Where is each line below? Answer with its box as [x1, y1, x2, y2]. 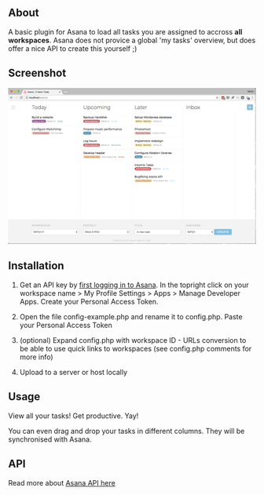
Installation [8, 259, 64, 273]
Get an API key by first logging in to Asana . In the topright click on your [19, 280, 249, 289]
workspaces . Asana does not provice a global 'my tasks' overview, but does [8, 35, 256, 45]
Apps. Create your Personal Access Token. [19, 297, 159, 306]
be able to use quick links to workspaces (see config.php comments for [19, 344, 252, 353]
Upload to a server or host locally [19, 367, 128, 377]
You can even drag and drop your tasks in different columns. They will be [8, 426, 245, 435]
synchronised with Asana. [8, 435, 92, 444]
